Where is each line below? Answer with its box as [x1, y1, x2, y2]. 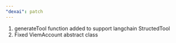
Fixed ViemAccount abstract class [14, 31, 99, 38]
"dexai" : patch [5, 8, 43, 15]
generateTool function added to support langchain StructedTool [14, 25, 170, 32]
